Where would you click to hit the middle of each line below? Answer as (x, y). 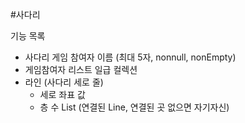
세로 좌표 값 (62, 94)
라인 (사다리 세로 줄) (64, 82)
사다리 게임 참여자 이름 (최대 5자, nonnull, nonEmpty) (130, 57)
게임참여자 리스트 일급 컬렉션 (81, 69)
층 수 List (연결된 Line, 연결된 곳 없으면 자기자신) (134, 107)
